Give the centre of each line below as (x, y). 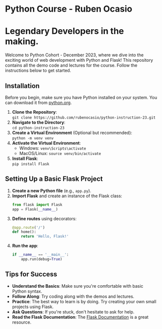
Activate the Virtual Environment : (46, 143)
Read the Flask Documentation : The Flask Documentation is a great (80, 317)
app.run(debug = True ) (42, 259)
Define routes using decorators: (44, 218)
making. (22, 42)
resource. (22, 322)
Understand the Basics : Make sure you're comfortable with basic (78, 286)
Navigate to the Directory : (39, 122)
